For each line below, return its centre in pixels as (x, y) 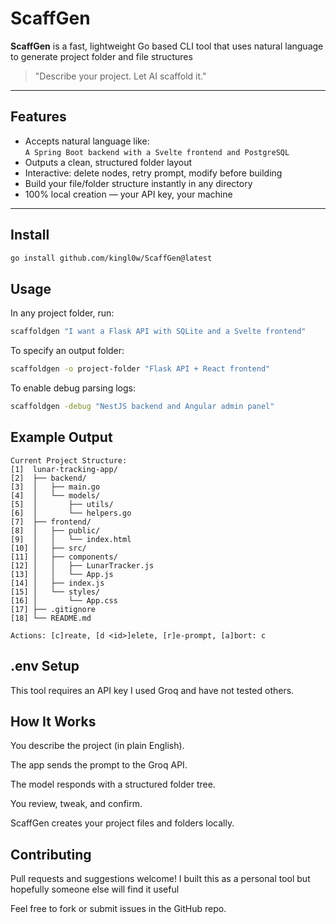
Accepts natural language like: (87, 141)
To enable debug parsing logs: (73, 388)
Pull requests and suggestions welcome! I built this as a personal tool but (160, 879)
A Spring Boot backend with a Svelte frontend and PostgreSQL (157, 152)
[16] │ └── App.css (64, 600)
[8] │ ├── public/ (55, 530)
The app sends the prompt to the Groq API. (99, 765)
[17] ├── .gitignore (53, 609)
